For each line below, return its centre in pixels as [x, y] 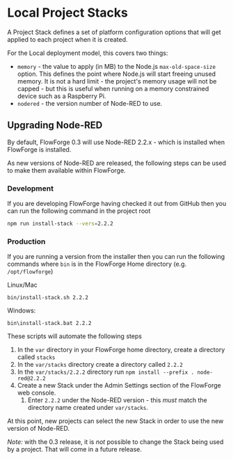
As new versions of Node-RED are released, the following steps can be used [117, 163]
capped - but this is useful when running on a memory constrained [113, 88]
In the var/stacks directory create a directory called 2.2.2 [100, 365]
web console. [37, 393]
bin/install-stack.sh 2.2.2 [48, 298]
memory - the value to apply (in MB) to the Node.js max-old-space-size [116, 66]
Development [31, 188]
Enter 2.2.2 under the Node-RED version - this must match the [117, 400]
